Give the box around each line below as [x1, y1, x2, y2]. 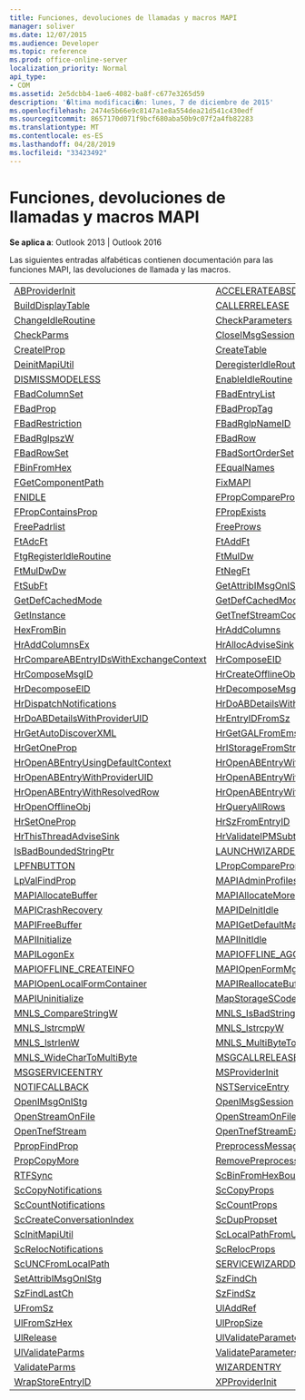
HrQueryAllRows [215, 800, 286, 813]
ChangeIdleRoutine [14, 314, 96, 327]
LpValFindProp [14, 874, 77, 886]
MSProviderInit [215, 1065, 280, 1078]
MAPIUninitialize [14, 992, 84, 1004]
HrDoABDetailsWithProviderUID [14, 711, 149, 724]
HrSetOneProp [14, 815, 77, 827]
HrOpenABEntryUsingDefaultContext [14, 756, 172, 769]
